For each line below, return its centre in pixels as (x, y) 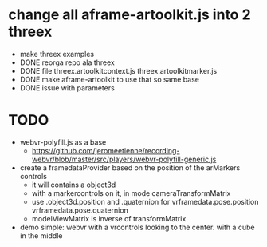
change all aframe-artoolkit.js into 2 (130, 15)
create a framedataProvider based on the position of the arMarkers (130, 167)
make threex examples (57, 54)
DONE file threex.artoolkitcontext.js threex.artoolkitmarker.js (118, 70)
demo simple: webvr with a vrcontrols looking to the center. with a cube (137, 227)
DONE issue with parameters (67, 88)
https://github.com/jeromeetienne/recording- (106, 150)
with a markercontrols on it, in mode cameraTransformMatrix (131, 193)
